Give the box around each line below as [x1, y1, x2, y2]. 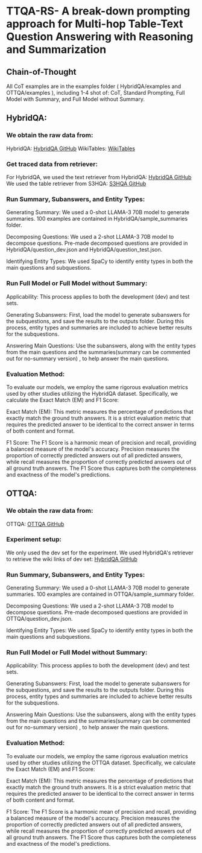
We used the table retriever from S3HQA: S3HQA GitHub [6, 180, 147, 187]
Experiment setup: [6, 535, 62, 544]
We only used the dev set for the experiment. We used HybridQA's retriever [6, 549, 194, 556]
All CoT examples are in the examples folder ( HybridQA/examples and [6, 83, 181, 90]
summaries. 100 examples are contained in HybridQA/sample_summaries [6, 215, 188, 223]
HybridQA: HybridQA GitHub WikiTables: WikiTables [6, 145, 136, 152]
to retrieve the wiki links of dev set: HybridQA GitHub [6, 555, 137, 562]
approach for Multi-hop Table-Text [6, 17, 183, 31]
